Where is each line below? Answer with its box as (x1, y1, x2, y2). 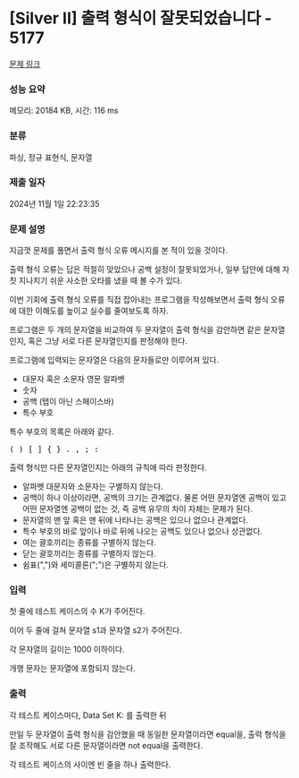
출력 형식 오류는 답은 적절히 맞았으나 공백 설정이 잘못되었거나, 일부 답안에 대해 (9, 264, 281, 275)
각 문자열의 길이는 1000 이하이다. (9, 644, 125, 654)
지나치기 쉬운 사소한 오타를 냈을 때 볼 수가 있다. (18, 275, 183, 286)
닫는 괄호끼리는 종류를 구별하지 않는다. (21, 548, 156, 560)
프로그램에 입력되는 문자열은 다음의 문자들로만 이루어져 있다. (9, 355, 220, 365)
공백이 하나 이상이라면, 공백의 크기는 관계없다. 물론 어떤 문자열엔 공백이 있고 (21, 492, 287, 503)
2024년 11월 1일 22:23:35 (9, 198, 100, 209)
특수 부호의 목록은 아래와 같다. (9, 426, 114, 437)
